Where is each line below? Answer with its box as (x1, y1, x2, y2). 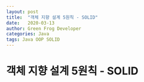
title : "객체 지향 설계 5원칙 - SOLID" (6, 14, 99, 20)
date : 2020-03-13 (6, 20, 55, 26)
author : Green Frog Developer (6, 25, 82, 32)
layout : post (6, 8, 39, 15)
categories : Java (6, 31, 50, 37)
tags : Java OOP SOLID (6, 37, 60, 42)
